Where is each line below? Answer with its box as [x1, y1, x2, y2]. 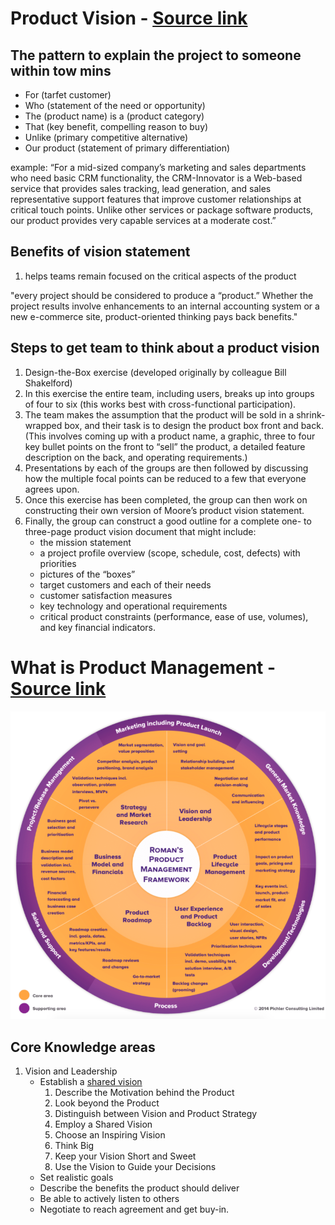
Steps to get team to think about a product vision [10, 340, 320, 357]
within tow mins [10, 62, 112, 79]
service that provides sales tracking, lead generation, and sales [10, 183, 272, 194]
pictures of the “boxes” [39, 568, 136, 580]
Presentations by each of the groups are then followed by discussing [24, 462, 309, 474]
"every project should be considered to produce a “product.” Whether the [10, 289, 314, 301]
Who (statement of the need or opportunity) [24, 100, 206, 111]
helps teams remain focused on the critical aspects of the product [24, 270, 297, 282]
